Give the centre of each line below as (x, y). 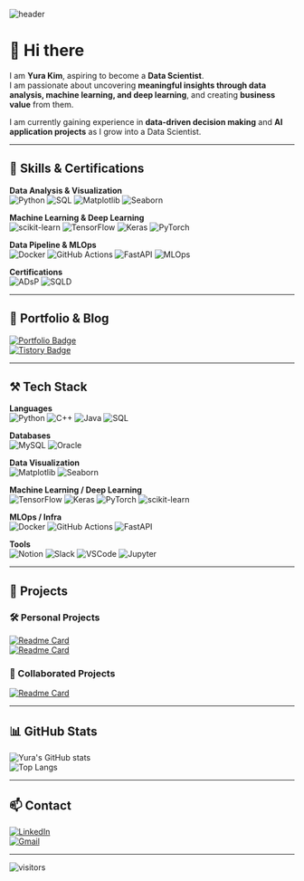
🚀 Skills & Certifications (77, 169)
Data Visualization (44, 463)
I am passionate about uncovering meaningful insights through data (138, 85)
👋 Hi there (47, 51)
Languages (31, 408)
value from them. (42, 104)
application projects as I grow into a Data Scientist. (105, 131)
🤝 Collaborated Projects (62, 673)
